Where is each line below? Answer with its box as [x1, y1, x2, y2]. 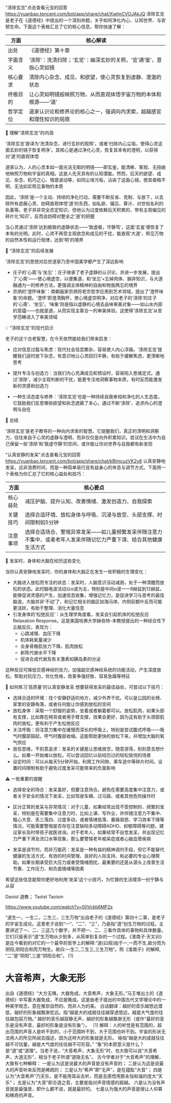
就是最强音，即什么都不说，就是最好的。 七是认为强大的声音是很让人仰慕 [9, 1086, 163, 1092]
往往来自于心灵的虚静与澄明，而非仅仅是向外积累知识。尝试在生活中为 [14, 434, 161, 440]
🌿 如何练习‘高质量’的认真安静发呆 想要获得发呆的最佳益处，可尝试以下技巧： [5, 684, 165, 690]
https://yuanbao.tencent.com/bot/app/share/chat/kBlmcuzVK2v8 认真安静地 [5, 458, 166, 464]
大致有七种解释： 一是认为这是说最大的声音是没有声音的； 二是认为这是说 [5, 1060, 159, 1066]
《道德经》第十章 [28, 47, 70, 54]
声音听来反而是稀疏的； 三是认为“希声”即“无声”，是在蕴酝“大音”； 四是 [14, 1066, 162, 1072]
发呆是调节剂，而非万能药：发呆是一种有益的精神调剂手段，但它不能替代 [12, 847, 164, 853]
